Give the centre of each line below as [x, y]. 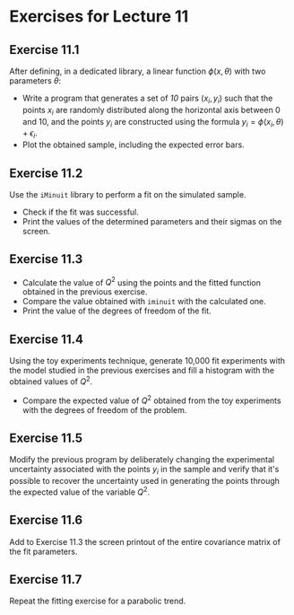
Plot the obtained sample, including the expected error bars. [133, 145]
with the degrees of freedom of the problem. [104, 409]
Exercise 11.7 [46, 580]
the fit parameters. [43, 551]
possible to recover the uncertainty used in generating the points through [145, 481]
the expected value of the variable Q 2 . [80, 491]
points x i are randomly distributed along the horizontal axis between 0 [151, 111]
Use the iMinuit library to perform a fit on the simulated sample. [128, 194]
